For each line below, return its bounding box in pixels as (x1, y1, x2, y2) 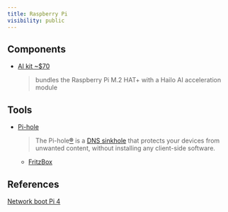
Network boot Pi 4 (7, 196, 61, 206)
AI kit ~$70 (17, 62, 50, 71)
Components (7, 43, 66, 55)
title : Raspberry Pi (7, 10, 69, 18)
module (35, 83, 58, 92)
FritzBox (28, 157, 53, 167)
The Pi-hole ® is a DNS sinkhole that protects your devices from (35, 136, 220, 145)
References (7, 178, 59, 190)
